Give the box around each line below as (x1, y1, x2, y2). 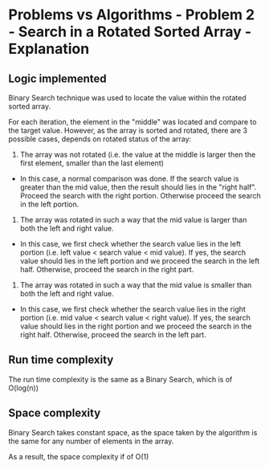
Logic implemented (8, 71, 107, 85)
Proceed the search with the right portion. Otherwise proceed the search (19, 191, 261, 200)
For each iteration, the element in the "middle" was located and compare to (8, 117, 257, 126)
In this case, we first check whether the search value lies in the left (19, 239, 241, 248)
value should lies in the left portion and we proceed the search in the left (19, 256, 260, 266)
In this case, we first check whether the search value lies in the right (19, 304, 247, 314)
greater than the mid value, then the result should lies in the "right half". (19, 182, 257, 192)
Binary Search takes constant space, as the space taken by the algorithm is (8, 427, 258, 437)
